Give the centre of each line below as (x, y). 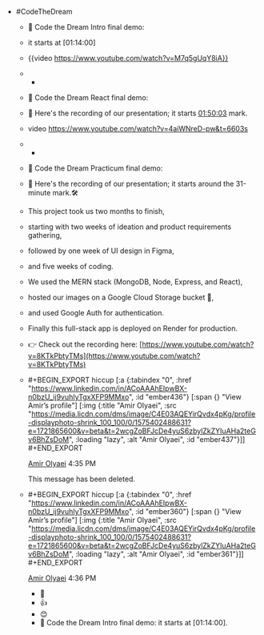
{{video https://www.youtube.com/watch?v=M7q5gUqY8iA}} (128, 58)
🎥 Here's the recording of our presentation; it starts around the (131, 184)
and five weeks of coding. (70, 266)
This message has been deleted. (82, 479)
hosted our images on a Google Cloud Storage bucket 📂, (121, 297)
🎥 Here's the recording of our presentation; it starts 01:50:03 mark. (138, 113)
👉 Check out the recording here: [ (85, 344)
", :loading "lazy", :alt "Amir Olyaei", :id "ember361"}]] (156, 554)
